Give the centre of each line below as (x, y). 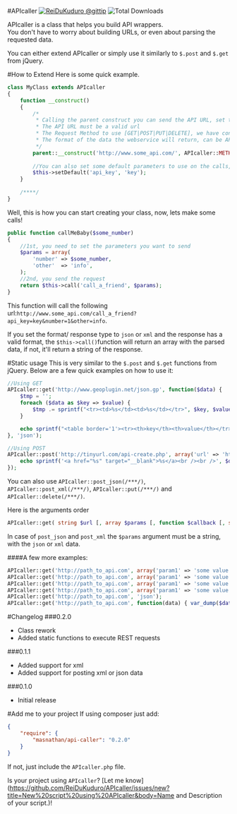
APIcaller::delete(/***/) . (46, 496)
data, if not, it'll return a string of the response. (75, 349)
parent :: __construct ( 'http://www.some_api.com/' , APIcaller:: (126, 153)
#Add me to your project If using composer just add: (84, 714)
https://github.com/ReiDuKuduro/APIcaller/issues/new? (90, 788)
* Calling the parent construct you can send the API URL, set (130, 120)
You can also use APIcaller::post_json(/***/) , (77, 481)
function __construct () (55, 100)
